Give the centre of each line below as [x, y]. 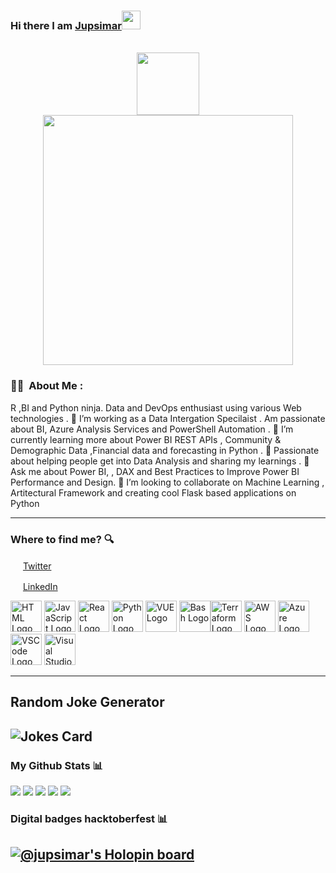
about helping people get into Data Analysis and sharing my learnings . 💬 [160, 461]
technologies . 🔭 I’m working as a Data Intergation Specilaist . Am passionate [168, 418]
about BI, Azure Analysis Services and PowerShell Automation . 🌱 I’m [152, 429]
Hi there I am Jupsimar [66, 25]
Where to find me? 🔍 [62, 539]
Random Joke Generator [87, 702]
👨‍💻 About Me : [47, 386]
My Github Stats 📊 [57, 765]
